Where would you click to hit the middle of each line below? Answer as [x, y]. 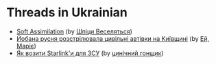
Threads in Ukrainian [67, 13]
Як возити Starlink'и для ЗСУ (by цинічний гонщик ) [90, 53]
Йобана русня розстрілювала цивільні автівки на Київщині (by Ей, [113, 38]
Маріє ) [26, 46]
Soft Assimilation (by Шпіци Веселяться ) [74, 31]
